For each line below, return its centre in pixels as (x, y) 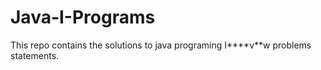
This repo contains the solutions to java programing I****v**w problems (161, 45)
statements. (35, 55)
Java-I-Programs (83, 17)
